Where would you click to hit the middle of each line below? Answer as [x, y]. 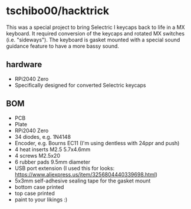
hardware [24, 65]
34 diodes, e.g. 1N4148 [43, 136]
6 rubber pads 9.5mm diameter [52, 162]
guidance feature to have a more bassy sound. [63, 46]
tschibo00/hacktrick [58, 11]
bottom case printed [39, 187]
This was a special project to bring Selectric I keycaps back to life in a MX [95, 27]
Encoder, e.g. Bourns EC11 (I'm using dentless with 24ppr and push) [97, 143]
